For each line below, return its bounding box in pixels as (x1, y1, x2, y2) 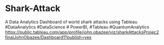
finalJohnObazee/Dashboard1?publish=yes (5, 34, 92, 40)
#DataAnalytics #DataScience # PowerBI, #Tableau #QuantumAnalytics (5, 24, 149, 30)
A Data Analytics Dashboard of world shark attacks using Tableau (5, 19, 138, 25)
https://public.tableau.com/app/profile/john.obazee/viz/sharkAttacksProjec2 (5, 29, 159, 35)
